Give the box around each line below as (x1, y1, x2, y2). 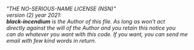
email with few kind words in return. (6, 37, 96, 44)
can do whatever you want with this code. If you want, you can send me (6, 31, 188, 38)
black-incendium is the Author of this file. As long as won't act (6, 18, 165, 25)
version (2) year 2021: (6, 11, 62, 19)
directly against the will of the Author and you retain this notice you (6, 24, 176, 31)
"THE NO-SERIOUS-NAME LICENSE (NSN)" (6, 5, 116, 12)
